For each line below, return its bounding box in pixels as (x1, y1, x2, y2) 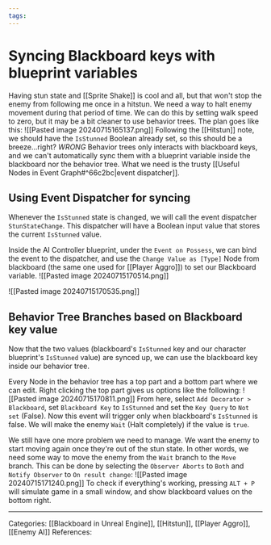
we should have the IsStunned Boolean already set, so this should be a (8, 133, 243, 143)
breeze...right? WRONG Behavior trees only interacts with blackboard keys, (8, 142, 258, 152)
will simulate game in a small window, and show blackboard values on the (8, 487, 252, 497)
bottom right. (8, 496, 52, 505)
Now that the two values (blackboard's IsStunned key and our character (8, 344, 247, 354)
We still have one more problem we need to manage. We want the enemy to (8, 435, 260, 445)
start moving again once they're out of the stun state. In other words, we (8, 444, 249, 454)
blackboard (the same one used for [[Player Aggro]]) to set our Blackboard (8, 262, 256, 272)
